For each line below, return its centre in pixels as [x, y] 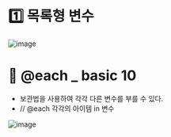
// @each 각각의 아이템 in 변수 [67, 108]
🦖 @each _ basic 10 [72, 76]
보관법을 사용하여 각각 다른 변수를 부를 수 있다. [91, 98]
